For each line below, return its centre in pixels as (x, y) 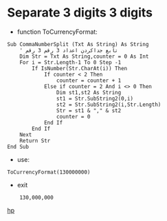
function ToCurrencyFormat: (57, 32)
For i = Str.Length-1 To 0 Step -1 (70, 62)
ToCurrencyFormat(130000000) (49, 172)
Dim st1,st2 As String (89, 92)
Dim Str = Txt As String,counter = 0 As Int (84, 56)
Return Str (35, 140)
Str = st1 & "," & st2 (89, 110)
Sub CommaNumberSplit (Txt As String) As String (78, 44)
